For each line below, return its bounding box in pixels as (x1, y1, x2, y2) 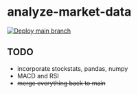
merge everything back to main (16, 79, 106, 87)
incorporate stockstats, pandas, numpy (16, 64, 128, 72)
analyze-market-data (7, 4, 132, 20)
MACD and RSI (16, 72, 60, 80)
